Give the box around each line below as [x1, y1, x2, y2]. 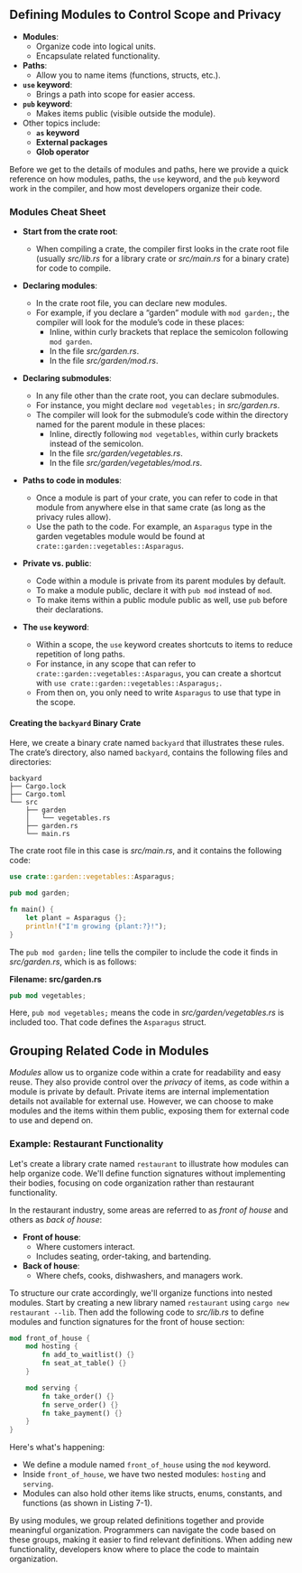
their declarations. [35, 604, 104, 615]
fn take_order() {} [41, 1391, 115, 1401]
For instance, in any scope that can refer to [35, 658, 197, 669]
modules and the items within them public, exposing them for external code [9, 1105, 290, 1116]
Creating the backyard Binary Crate [9, 717, 142, 728]
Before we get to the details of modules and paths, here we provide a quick [9, 163, 288, 174]
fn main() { [9, 905, 54, 915]
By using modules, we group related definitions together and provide [9, 1515, 265, 1526]
